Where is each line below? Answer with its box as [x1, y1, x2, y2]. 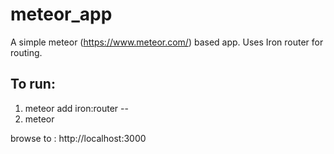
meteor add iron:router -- [24, 102, 129, 114]
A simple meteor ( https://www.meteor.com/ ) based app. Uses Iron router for [10, 36, 324, 48]
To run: [10, 76, 56, 93]
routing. [10, 46, 43, 58]
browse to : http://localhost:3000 [10, 132, 147, 144]
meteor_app [10, 3, 113, 26]
